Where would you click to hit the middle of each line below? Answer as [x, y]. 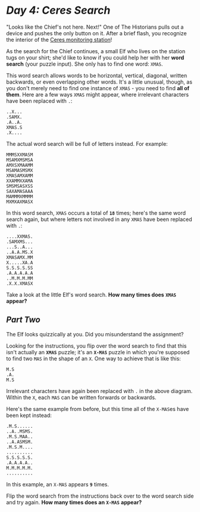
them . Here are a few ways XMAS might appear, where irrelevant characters [98, 94]
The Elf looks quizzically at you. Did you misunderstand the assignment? [95, 334]
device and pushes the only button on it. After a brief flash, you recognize [96, 33]
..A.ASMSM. [20, 442]
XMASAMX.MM [20, 257]
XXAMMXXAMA [20, 181]
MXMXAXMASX [20, 202]
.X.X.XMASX [20, 283]
